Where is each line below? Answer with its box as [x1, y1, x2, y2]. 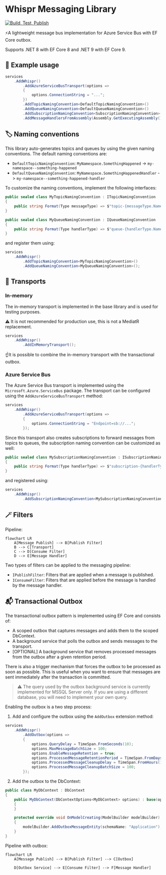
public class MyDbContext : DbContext [5, 788, 85, 793]
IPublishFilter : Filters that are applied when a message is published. [12, 571, 155, 577]
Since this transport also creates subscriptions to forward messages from [5, 435, 155, 440]
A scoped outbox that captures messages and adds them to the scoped [12, 627, 159, 633]
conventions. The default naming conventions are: [5, 151, 107, 157]
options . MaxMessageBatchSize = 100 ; [31, 746, 107, 751]
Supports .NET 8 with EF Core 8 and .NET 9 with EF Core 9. [5, 46, 126, 53]
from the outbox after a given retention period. [12, 654, 107, 660]
